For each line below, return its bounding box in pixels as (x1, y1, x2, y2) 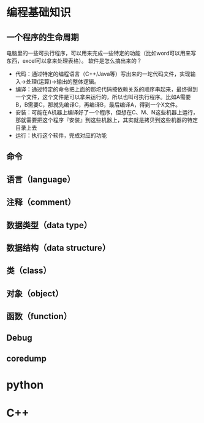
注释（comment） (6, 197, 76, 208)
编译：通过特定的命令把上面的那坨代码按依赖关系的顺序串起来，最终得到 (15, 85, 198, 93)
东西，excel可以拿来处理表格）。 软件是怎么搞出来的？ (6, 57, 142, 65)
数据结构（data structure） (6, 242, 111, 253)
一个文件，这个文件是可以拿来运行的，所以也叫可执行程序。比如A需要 (15, 93, 191, 100)
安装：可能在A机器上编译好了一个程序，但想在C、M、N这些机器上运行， (15, 109, 198, 116)
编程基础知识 (6, 6, 72, 20)
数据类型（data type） (6, 219, 92, 231)
